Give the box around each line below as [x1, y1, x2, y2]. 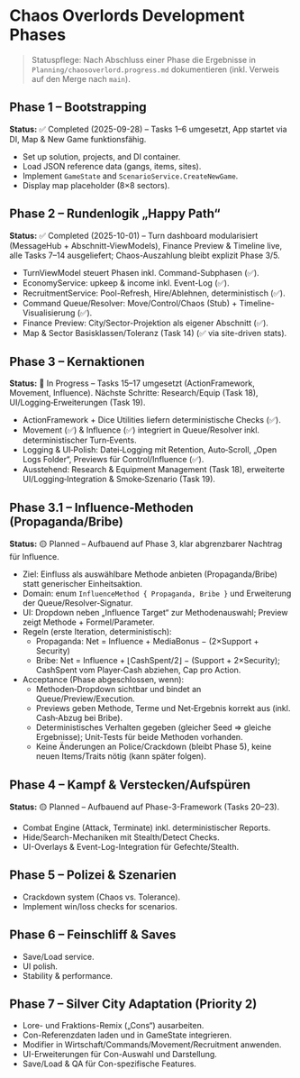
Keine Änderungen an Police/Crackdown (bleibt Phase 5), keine [35, 741, 272, 753]
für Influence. [9, 552, 60, 562]
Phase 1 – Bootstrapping [9, 100, 147, 115]
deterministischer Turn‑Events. [22, 434, 137, 446]
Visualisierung [22, 307, 76, 318]
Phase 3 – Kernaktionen [9, 353, 145, 370]
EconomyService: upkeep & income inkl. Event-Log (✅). [22, 277, 230, 288]
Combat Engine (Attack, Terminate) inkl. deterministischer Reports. [22, 822, 271, 833]
